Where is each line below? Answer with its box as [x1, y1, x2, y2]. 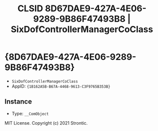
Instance [4, 98, 32, 106]
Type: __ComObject [11, 110, 49, 116]
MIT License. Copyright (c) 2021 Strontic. [4, 120, 88, 126]
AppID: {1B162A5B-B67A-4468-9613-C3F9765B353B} [11, 83, 111, 89]
